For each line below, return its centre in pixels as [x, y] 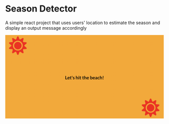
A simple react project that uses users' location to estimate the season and [83, 23]
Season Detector [41, 9]
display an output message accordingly [46, 28]
